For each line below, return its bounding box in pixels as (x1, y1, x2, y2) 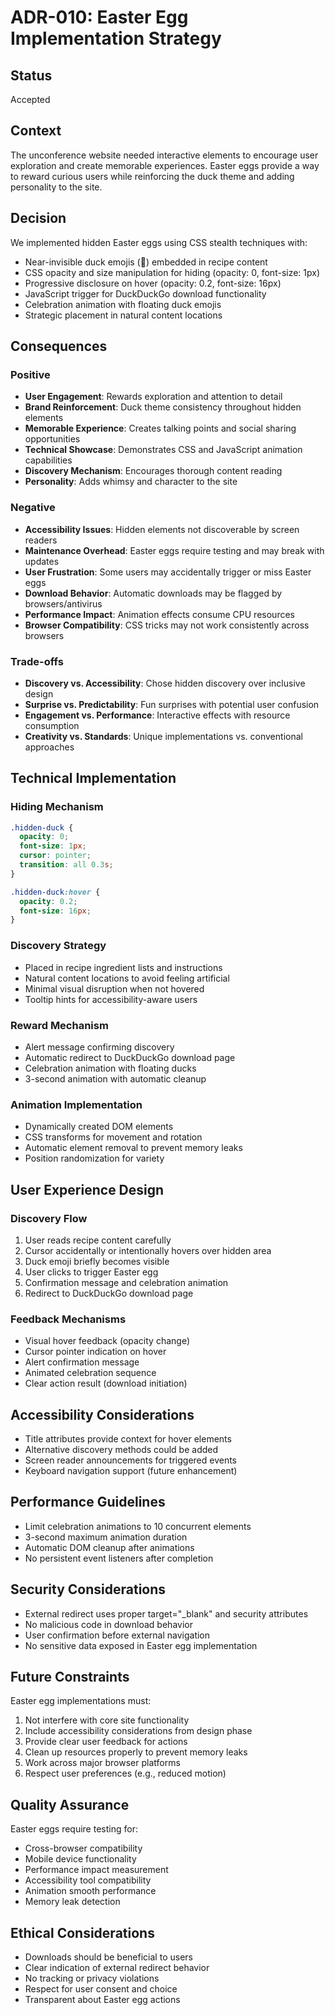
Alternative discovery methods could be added (24, 1444, 219, 1456)
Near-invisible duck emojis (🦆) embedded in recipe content (24, 256, 268, 268)
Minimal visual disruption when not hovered (24, 982, 205, 995)
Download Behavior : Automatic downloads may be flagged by (24, 587, 283, 599)
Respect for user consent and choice (24, 1983, 178, 1995)
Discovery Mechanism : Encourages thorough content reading (24, 465, 283, 477)
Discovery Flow (10, 1211, 88, 1225)
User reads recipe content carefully (24, 1234, 172, 1246)
